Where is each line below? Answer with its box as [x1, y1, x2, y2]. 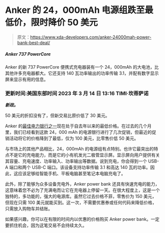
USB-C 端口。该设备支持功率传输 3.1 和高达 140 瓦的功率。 [31, 164, 151, 170]
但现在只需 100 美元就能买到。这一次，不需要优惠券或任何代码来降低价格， [5, 199, 157, 205]
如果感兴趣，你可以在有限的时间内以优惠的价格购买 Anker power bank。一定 [5, 216, 160, 222]
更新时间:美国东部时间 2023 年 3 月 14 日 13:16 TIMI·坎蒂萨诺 [5, 90, 149, 97]
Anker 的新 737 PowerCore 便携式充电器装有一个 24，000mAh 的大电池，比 [5, 64, 159, 70]
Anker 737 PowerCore [5, 51, 51, 57]
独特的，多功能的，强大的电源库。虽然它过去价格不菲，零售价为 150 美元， [5, 194, 157, 199]
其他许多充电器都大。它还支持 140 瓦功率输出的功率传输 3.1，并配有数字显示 [5, 70, 159, 76]
